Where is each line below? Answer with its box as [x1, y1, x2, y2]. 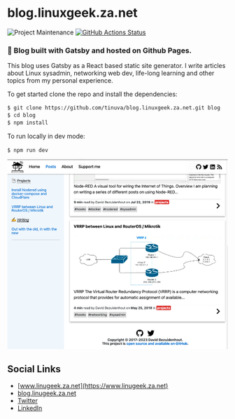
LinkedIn [17, 404, 43, 413]
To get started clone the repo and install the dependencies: [7, 90, 178, 99]
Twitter [17, 397, 38, 405]
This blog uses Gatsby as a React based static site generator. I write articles [7, 62, 226, 70]
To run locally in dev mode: [7, 132, 85, 140]
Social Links [7, 363, 62, 375]
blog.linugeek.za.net [17, 389, 77, 397]
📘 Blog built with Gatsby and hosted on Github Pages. [7, 46, 192, 55]
